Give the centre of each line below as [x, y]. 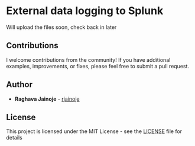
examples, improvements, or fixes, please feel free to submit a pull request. [98, 66]
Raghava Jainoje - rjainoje [47, 99]
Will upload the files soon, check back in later [61, 27]
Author [19, 84]
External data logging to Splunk [85, 11]
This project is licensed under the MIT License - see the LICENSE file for [94, 131]
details [14, 138]
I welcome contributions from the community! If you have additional [88, 59]
